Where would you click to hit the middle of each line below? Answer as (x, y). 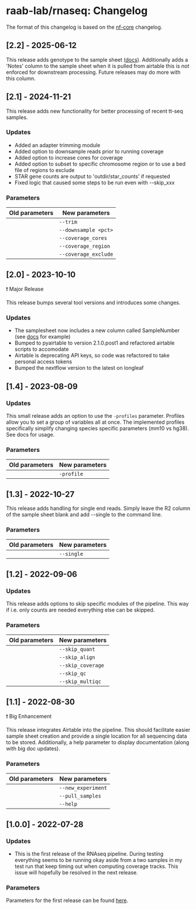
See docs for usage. (30, 434)
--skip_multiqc (80, 682)
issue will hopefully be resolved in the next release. (76, 873)
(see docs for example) (42, 337)
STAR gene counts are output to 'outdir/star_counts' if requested (92, 176)
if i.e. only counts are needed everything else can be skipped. (80, 610)
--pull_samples (80, 796)
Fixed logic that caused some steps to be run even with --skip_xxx (94, 183)
